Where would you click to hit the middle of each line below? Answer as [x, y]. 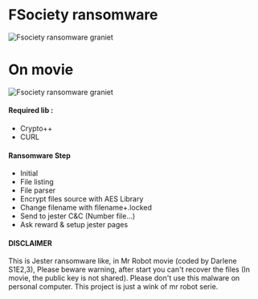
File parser [38, 190]
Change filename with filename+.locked [86, 208]
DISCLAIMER [30, 243]
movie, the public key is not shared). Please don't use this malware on [124, 278]
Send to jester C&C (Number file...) [78, 216]
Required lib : [31, 110]
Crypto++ [36, 129]
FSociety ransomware [83, 15]
